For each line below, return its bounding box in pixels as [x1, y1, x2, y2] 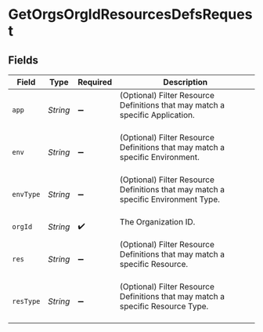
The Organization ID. [120, 217, 196, 227]
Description [163, 77, 208, 87]
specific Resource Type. [120, 301, 209, 312]
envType [12, 190, 41, 199]
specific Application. [120, 110, 196, 120]
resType [12, 297, 41, 305]
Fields [8, 53, 39, 67]
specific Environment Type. [120, 194, 221, 205]
